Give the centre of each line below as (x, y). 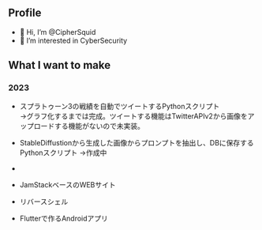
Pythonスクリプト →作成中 (63, 153)
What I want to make (60, 65)
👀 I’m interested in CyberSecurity (73, 40)
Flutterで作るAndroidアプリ (64, 218)
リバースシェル (44, 202)
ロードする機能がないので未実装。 (89, 126)
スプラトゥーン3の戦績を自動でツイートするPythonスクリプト (120, 106)
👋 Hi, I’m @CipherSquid (58, 32)
